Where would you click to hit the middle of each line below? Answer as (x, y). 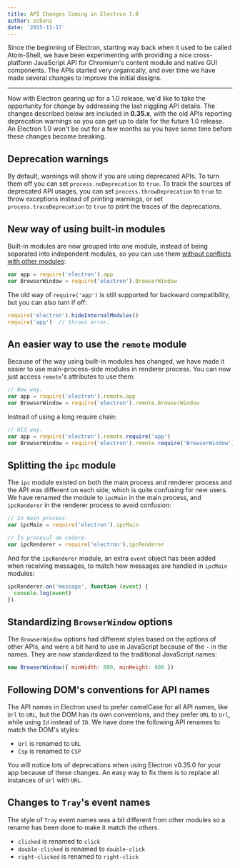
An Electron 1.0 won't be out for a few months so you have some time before (120, 129)
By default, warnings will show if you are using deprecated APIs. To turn (114, 176)
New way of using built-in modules (86, 229)
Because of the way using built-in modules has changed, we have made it (116, 361)
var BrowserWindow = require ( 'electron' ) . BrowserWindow (92, 281)
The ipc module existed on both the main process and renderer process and (120, 482)
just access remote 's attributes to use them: (71, 376)
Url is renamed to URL (49, 743)
